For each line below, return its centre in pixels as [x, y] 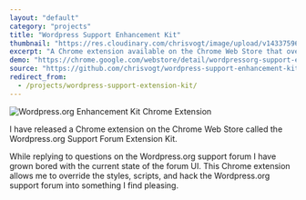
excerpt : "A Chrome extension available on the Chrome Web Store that [146, 52]
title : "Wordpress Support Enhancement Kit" [95, 35]
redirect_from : [38, 77]
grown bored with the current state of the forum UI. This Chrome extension [150, 165]
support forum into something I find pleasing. [94, 185]
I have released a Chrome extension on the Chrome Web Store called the [146, 129]
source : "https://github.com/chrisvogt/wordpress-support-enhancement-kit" [156, 69]
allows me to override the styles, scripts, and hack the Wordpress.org [140, 175]
